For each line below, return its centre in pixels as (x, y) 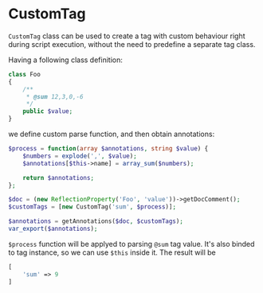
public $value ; (48, 111)
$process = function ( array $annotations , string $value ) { (108, 149)
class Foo (25, 74)
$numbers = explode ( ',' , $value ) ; (80, 156)
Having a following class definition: (66, 60)
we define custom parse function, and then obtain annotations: (112, 134)
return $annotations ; (58, 178)
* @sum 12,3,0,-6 (55, 96)
